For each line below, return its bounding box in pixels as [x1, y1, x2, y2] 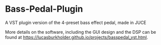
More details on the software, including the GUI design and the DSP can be [5, 29, 157, 35]
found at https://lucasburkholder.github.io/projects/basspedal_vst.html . [5, 34, 148, 40]
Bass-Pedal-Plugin [5, 3, 83, 15]
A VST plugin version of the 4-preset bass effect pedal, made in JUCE [5, 20, 147, 25]
